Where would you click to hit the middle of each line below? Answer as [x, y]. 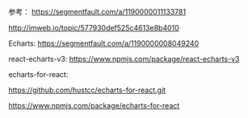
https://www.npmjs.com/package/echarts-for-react [94, 106]
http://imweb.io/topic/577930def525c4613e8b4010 [94, 28]
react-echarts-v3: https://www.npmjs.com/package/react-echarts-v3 [124, 59]
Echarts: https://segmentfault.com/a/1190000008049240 [104, 43]
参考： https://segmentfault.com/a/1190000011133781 [97, 12]
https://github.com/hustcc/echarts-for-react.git [87, 90]
